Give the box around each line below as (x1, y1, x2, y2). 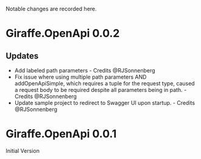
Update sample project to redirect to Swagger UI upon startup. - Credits (14, 99, 196, 106)
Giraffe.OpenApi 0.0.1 (5, 127, 117, 141)
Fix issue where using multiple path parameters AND (14, 73, 147, 80)
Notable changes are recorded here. (5, 5, 97, 12)
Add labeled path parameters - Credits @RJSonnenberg (14, 67, 156, 74)
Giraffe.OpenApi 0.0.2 (5, 27, 120, 40)
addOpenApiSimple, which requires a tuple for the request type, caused (14, 80, 196, 87)
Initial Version (5, 147, 40, 154)
